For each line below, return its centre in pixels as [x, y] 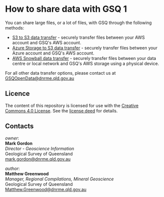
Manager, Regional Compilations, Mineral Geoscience [59, 179]
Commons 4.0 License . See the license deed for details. [61, 111]
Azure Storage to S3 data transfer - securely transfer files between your [85, 48]
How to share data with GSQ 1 [66, 9]
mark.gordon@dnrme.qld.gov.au [38, 159]
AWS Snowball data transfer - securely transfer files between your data [84, 58]
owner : [12, 138]
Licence [18, 94]
